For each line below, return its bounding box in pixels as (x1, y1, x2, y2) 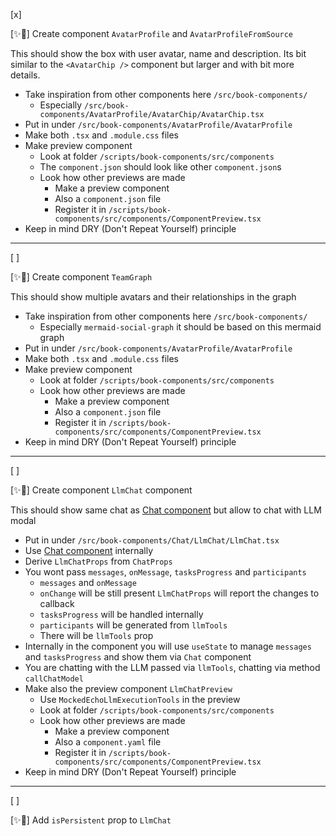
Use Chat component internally (24, 545, 154, 556)
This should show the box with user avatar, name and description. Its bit (10, 48, 307, 59)
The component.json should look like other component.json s (39, 161, 282, 173)
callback (39, 598, 75, 609)
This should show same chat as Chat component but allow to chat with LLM (10, 504, 322, 516)
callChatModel (24, 674, 84, 684)
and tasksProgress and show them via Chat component (24, 651, 252, 663)
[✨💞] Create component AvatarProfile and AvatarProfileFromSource (10, 28, 294, 39)
